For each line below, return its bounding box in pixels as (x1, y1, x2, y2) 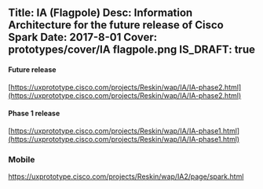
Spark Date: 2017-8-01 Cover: (8, 31, 158, 44)
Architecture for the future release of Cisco (8, 19, 224, 32)
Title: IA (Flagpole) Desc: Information (8, 6, 193, 20)
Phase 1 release (8, 109, 60, 118)
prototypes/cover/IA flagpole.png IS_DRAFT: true (8, 43, 255, 56)
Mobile (8, 154, 35, 165)
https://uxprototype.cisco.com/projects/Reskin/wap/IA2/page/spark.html (8, 172, 244, 181)
